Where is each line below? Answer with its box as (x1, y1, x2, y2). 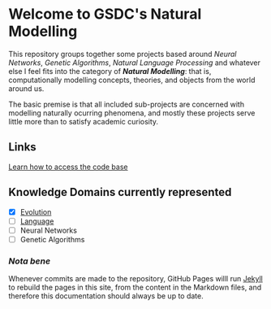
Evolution (19, 207, 52, 216)
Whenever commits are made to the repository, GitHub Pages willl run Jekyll (8, 274, 264, 284)
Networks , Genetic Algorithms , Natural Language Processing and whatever (8, 58, 261, 67)
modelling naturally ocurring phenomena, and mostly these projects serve (8, 107, 256, 118)
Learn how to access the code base (8, 162, 128, 172)
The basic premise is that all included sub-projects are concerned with (8, 99, 245, 109)
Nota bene (8, 255, 51, 267)
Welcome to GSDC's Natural (8, 5, 202, 24)
